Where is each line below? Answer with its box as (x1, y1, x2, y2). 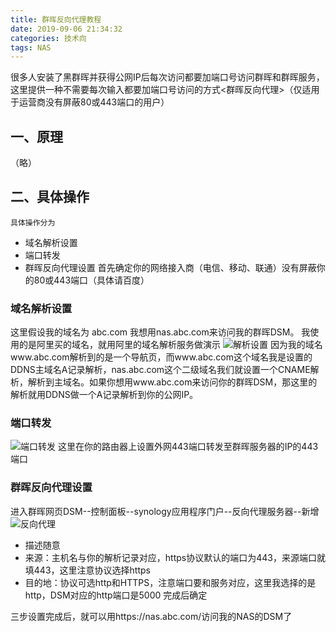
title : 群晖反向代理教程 (10, 14, 102, 25)
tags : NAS (10, 42, 52, 53)
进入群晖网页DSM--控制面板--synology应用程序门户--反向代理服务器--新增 (10, 505, 320, 517)
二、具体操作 (10, 189, 90, 206)
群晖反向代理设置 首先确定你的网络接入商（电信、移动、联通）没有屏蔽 (24, 261, 317, 273)
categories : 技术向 (10, 33, 87, 43)
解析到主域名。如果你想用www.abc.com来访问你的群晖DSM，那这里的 (27, 376, 318, 388)
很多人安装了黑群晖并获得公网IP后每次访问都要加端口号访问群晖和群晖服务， (10, 71, 325, 83)
